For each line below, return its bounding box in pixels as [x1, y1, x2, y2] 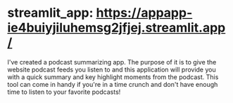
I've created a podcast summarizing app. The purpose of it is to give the [7, 57, 217, 66]
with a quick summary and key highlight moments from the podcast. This [7, 72, 219, 81]
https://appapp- [96, 5, 193, 21]
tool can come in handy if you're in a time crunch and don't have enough [7, 80, 218, 88]
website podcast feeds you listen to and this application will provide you [7, 65, 216, 74]
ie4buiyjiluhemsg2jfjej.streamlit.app [7, 20, 226, 36]
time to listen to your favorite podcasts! [7, 88, 121, 96]
